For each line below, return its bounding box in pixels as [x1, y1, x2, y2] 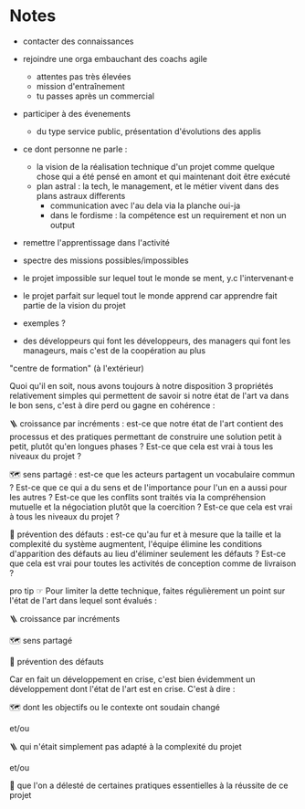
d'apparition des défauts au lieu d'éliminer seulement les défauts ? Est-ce [9, 548, 286, 559]
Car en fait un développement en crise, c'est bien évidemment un [9, 673, 256, 685]
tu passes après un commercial [36, 90, 155, 101]
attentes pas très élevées [36, 70, 131, 82]
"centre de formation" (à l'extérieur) [9, 362, 144, 373]
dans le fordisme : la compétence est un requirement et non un [49, 209, 287, 220]
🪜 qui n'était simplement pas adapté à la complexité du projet [9, 741, 242, 751]
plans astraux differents [36, 190, 126, 201]
